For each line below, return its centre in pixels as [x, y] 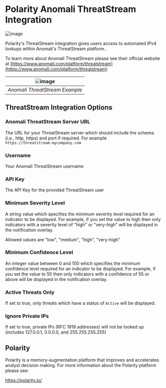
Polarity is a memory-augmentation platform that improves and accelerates [82, 360]
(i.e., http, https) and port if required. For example [56, 138]
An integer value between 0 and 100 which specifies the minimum [73, 263]
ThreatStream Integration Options [59, 108]
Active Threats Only [30, 292]
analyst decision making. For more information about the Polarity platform [81, 365]
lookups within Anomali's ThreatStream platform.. [56, 48]
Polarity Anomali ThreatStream [71, 9]
